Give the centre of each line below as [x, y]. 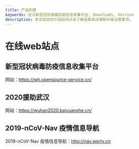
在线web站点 [32, 46]
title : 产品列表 [21, 10]
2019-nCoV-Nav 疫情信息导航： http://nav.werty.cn [58, 141]
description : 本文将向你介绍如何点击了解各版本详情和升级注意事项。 [69, 19]
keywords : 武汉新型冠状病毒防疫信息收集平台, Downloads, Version [70, 15]
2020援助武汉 [27, 97]
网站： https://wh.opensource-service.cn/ [49, 80]
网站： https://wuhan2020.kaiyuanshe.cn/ [49, 110]
